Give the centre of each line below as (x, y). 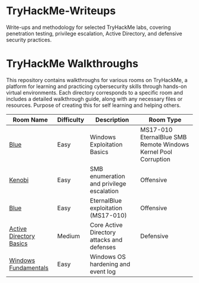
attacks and (106, 239)
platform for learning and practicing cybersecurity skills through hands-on (97, 86)
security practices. (29, 40)
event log (103, 271)
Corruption (155, 159)
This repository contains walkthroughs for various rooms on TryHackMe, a (97, 80)
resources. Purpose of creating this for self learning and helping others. (94, 105)
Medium (68, 236)
